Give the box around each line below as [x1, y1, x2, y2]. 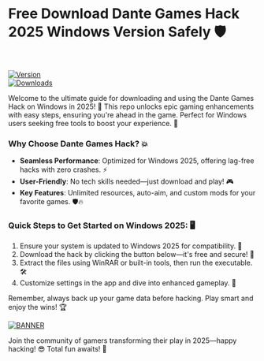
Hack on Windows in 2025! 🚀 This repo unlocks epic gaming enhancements [8, 102, 255, 111]
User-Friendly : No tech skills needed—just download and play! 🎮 [19, 177, 234, 186]
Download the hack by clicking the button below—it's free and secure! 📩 [19, 249, 255, 259]
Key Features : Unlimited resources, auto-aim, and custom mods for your [19, 188, 256, 198]
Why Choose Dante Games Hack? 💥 [8, 138, 148, 149]
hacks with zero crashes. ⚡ [19, 165, 108, 174]
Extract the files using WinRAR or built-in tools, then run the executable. [19, 258, 253, 267]
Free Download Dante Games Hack [8, 5, 240, 23]
